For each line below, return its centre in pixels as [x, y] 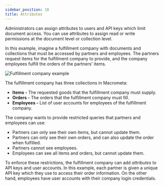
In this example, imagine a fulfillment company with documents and [73, 48]
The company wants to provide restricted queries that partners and [73, 117]
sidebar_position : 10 [27, 10]
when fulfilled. [26, 142]
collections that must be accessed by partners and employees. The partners [82, 53]
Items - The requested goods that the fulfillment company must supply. [84, 92]
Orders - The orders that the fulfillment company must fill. [71, 97]
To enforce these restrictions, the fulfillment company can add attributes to [81, 162]
